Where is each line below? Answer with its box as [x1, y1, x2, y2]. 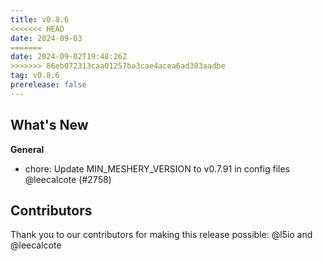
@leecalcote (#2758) [24, 173, 112, 185]
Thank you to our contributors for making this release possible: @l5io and [10, 229, 313, 241]
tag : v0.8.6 [10, 71, 60, 81]
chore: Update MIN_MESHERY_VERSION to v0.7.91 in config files [24, 162, 291, 175]
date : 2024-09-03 [10, 33, 83, 43]
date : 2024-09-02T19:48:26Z [10, 52, 128, 62]
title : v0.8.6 [10, 14, 70, 25]
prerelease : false [10, 80, 87, 90]
